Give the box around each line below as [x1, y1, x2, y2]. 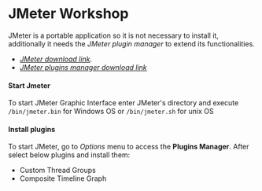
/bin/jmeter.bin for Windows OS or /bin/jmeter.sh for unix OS [8, 107, 214, 116]
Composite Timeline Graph [19, 174, 107, 183]
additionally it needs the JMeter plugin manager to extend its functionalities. [8, 39, 256, 48]
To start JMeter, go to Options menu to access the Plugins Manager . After [8, 142, 249, 152]
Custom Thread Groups [19, 166, 96, 175]
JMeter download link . [19, 54, 93, 64]
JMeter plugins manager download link [19, 62, 147, 72]
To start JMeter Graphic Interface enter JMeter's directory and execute [8, 98, 239, 108]
